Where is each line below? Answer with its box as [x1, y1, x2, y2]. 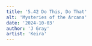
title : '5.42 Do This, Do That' [6, 8, 87, 15]
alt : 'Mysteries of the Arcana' [6, 14, 87, 20]
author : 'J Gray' [6, 25, 50, 32]
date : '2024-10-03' [6, 20, 55, 26]
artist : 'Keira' [6, 31, 47, 37]
